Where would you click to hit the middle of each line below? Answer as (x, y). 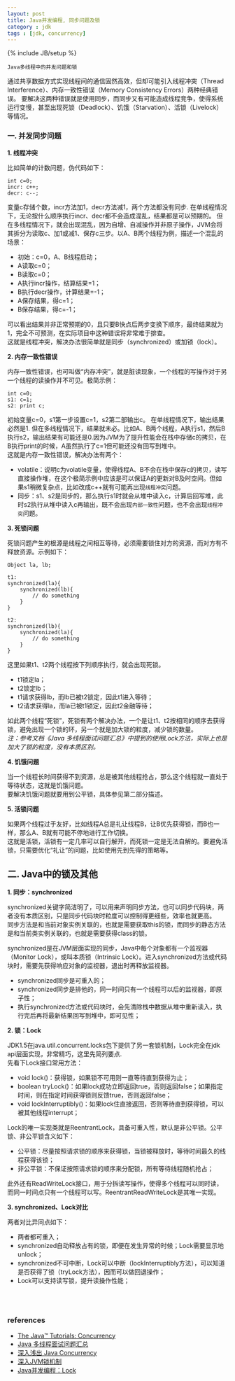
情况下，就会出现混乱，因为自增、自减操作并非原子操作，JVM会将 (127, 224)
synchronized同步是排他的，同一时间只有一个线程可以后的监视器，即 (116, 989)
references (26, 1320)
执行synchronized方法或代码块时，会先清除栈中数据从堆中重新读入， (116, 1007)
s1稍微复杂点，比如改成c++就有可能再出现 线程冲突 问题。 (104, 486)
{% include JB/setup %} (42, 53)
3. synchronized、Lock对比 (48, 1207)
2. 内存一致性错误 (33, 356)
